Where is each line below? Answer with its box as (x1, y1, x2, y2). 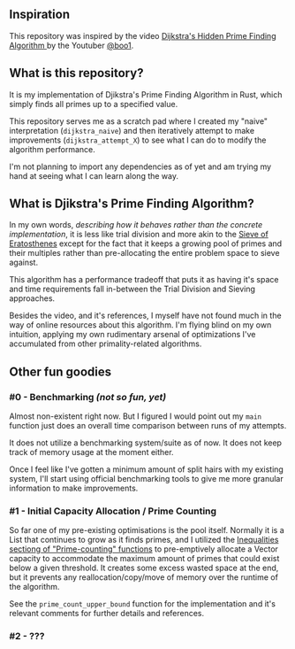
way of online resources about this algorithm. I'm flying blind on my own (9, 320, 272, 330)
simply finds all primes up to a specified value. (9, 98, 178, 109)
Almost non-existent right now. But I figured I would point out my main (9, 411, 262, 421)
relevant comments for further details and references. (9, 608, 205, 619)
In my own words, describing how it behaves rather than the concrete (9, 220, 263, 230)
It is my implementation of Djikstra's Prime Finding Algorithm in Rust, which (9, 89, 283, 100)
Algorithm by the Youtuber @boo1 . (9, 40, 134, 50)
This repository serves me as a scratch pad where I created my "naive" (9, 115, 268, 127)
